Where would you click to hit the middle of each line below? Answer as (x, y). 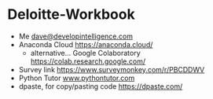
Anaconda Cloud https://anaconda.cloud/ (86, 44)
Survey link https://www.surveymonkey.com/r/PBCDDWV (112, 69)
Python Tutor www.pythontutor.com (77, 78)
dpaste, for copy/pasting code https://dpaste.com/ (101, 86)
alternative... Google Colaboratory (85, 53)
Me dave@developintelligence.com (75, 36)
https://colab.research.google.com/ (88, 61)
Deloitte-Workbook (71, 15)
